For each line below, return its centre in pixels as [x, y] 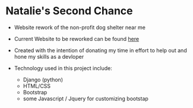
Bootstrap [35, 92]
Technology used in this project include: [63, 68]
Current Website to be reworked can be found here [77, 39]
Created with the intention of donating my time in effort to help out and [101, 50]
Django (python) [43, 80]
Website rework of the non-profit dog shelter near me [80, 27]
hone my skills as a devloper [49, 56]
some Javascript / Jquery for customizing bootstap [86, 99]
